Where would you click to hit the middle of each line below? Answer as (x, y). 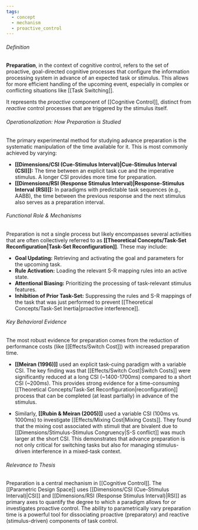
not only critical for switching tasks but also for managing (85, 445)
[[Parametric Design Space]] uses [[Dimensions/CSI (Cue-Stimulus (88, 490)
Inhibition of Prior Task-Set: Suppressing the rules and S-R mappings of (103, 295)
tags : (13, 12)
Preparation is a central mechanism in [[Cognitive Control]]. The (84, 483)
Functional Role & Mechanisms (44, 216)
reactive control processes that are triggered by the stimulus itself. (87, 108)
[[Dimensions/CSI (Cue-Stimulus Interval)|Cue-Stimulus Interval (96, 164)
